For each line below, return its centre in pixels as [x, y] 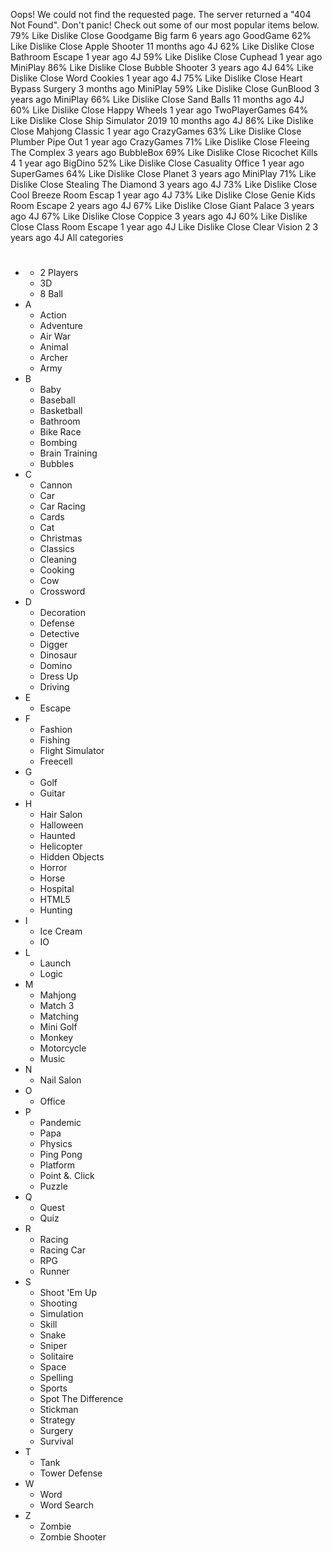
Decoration [63, 613]
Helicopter [61, 846]
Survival [56, 1441]
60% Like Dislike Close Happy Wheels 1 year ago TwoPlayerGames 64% [159, 110]
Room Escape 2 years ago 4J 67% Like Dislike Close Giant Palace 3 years [162, 205]
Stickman [59, 1410]
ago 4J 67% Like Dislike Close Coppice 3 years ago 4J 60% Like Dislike [159, 216]
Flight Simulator [72, 751]
